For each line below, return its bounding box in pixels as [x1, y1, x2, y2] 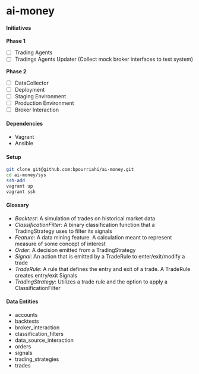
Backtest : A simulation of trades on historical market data [14, 214, 156, 222]
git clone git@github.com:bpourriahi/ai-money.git [6, 167, 134, 173]
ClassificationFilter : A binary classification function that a [14, 221, 156, 228]
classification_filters [14, 331, 64, 338]
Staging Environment [14, 92, 67, 99]
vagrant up [6, 183, 33, 189]
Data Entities [6, 298, 39, 305]
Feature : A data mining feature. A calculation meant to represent [14, 233, 172, 241]
